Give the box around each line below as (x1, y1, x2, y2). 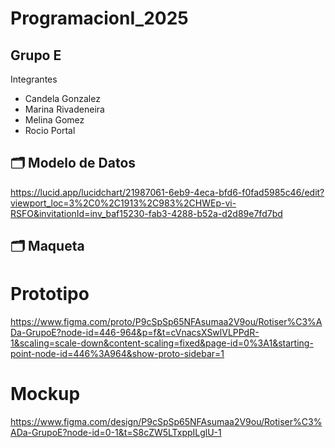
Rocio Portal (24, 125, 76, 136)
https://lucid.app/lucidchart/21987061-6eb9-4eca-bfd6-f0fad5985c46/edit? (10, 186, 325, 198)
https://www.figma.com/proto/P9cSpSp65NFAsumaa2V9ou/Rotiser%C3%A (10, 316, 323, 328)
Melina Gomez (24, 114, 85, 126)
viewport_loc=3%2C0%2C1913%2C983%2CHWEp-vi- (10, 197, 237, 209)
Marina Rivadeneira (24, 103, 105, 115)
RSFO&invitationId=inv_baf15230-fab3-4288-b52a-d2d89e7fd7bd (10, 207, 283, 219)
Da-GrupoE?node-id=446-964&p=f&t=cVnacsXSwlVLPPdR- (10, 327, 260, 339)
